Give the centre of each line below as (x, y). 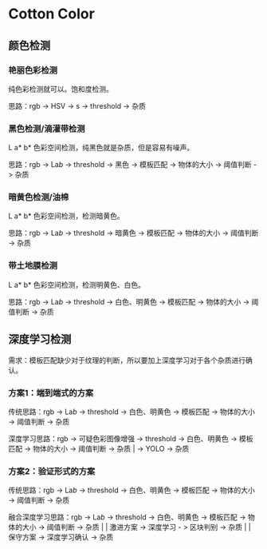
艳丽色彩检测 (33, 70)
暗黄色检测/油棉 (39, 197)
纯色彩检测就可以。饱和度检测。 (61, 89)
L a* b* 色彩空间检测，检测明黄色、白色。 (77, 284)
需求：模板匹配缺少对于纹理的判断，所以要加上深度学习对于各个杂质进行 (127, 360)
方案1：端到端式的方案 (51, 392)
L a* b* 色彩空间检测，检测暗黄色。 (67, 216)
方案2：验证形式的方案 (52, 471)
